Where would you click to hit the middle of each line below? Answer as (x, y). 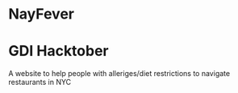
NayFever (42, 14)
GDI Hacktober (58, 51)
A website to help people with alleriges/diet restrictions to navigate (119, 74)
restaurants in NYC (40, 82)
